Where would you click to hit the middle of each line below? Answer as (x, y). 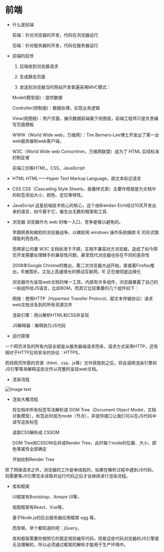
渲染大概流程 (25, 399)
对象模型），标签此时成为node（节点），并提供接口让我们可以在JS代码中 (84, 416)
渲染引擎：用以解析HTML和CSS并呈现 (50, 315)
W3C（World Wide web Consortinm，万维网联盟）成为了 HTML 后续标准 (86, 151)
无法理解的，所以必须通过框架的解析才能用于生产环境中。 (70, 544)
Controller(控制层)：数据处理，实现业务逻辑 (56, 108)
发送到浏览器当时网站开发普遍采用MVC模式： (65, 87)
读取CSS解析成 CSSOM (36, 432)
